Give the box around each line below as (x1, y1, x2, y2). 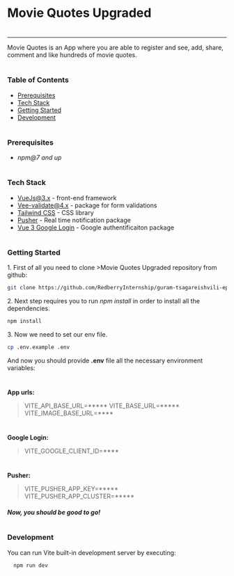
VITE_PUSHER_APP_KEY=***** (24, 485, 118, 493)
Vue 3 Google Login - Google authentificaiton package (17, 223, 175, 232)
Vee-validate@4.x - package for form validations (17, 201, 158, 209)
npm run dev (13, 561, 49, 569)
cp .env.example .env (7, 344, 70, 351)
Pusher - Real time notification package (17, 216, 131, 224)
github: (7, 271, 28, 279)
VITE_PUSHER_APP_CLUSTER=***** (24, 492, 134, 501)
